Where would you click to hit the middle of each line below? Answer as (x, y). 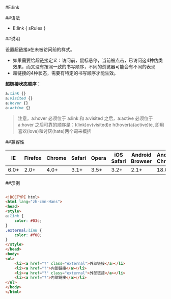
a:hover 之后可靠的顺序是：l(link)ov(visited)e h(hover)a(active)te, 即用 (91, 124)
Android (141, 155)
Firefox (33, 158)
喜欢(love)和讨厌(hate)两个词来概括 (54, 131)
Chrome (56, 158)
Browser (141, 161)
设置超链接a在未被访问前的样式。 (40, 49)
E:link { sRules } (29, 28)
